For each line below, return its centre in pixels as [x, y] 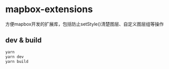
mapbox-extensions [49, 9]
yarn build [17, 61]
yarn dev [15, 57]
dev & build [24, 40]
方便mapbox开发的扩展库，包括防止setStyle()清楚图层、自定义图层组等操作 [84, 24]
